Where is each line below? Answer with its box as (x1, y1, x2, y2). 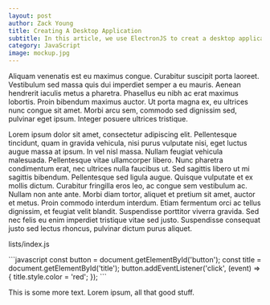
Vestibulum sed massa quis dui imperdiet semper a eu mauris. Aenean (8, 80, 241, 89)
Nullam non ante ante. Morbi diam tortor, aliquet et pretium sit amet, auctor (8, 190, 256, 199)
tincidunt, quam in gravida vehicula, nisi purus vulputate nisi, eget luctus (8, 138, 247, 147)
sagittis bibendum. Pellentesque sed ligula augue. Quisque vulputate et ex (8, 172, 253, 182)
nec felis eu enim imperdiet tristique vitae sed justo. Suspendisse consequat (8, 215, 261, 225)
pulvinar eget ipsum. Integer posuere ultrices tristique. (8, 114, 189, 123)
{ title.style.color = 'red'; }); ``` (8, 272, 107, 282)
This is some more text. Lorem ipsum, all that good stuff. (8, 287, 195, 297)
